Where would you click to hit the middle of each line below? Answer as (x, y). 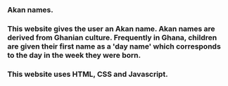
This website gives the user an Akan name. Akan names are (112, 28)
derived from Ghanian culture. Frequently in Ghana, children (112, 37)
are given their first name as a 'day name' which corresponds (114, 46)
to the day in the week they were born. (74, 55)
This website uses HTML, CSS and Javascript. (88, 74)
